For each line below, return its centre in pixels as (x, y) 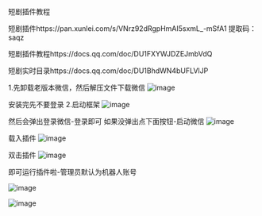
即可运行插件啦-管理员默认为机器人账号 (73, 172)
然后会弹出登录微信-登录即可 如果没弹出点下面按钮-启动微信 (106, 121)
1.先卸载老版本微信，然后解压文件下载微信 (77, 87)
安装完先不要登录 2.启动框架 (54, 104)
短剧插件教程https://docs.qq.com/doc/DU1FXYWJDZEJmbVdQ (110, 54)
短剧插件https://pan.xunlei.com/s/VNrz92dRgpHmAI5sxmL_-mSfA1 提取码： (132, 29)
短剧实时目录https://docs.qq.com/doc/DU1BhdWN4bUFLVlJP (108, 71)
